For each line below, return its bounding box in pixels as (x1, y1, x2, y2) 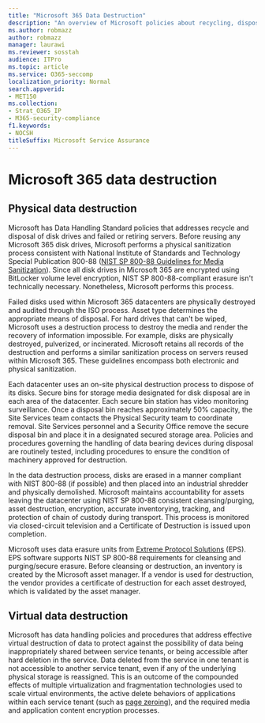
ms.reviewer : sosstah (8, 48, 80, 56)
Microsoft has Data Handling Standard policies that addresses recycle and (8, 223, 249, 232)
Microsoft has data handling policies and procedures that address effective (8, 630, 252, 640)
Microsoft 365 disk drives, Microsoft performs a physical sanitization (8, 239, 231, 249)
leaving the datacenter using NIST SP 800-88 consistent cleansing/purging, (8, 495, 255, 505)
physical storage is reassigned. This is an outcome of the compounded (8, 672, 239, 682)
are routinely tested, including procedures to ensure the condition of (8, 446, 230, 456)
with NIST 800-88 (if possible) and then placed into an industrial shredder (8, 479, 248, 488)
